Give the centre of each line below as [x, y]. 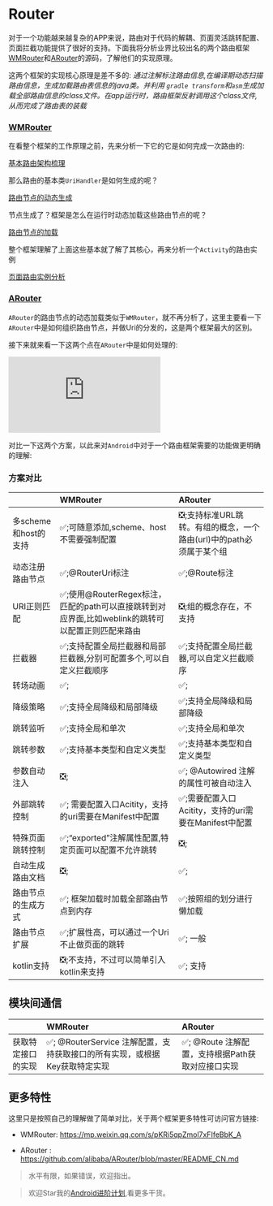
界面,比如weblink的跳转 [112, 618]
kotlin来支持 [82, 971]
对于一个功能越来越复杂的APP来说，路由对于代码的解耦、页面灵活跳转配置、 [136, 37]
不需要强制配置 [88, 539]
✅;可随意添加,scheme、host [113, 527]
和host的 [29, 533]
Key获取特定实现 [78, 1066]
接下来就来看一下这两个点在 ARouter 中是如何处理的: [93, 344]
